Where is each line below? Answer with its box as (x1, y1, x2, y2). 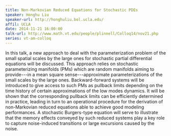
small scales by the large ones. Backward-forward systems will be (5, 77, 144, 83)
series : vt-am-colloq (5, 36, 52, 41)
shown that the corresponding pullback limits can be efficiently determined (5, 93, 163, 99)
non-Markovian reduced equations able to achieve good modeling (5, 104, 144, 110)
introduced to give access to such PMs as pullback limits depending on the (5, 82, 163, 88)
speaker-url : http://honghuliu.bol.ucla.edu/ (5, 17, 104, 22)
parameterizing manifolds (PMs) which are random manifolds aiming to (5, 66, 155, 72)
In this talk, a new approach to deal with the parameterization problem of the (5, 49, 166, 56)
